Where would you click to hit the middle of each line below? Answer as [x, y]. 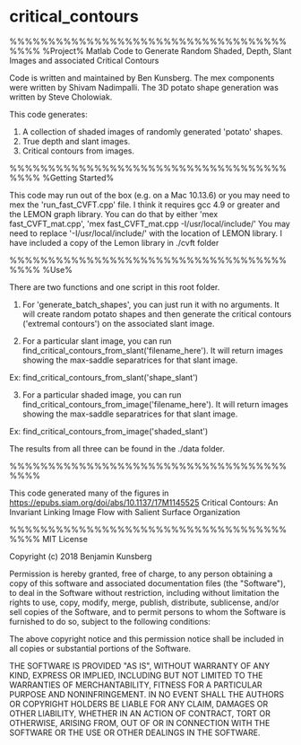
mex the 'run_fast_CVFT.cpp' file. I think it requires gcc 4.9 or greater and [145, 205]
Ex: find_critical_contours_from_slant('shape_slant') [104, 377]
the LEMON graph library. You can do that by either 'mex [114, 214]
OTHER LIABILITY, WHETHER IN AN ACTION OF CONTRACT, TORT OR [140, 713]
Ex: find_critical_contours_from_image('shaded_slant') [109, 431]
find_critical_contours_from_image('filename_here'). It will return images [155, 404]
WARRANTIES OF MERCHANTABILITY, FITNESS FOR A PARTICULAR [136, 685]
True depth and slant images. [76, 141]
